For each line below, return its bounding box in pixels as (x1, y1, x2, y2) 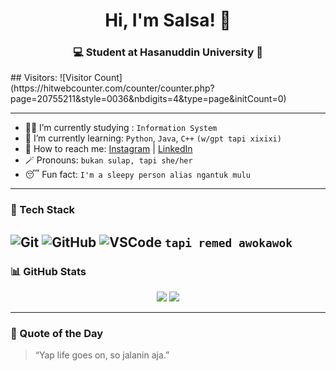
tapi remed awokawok (164, 235, 293, 250)
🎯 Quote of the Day (10, 327, 104, 341)
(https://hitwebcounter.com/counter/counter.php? (10, 82, 215, 94)
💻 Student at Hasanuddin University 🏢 (73, 45, 263, 59)
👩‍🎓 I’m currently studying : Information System (24, 122, 218, 134)
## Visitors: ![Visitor (10, 72, 93, 84)
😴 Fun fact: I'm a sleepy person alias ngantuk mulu (24, 169, 251, 181)
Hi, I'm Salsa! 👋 (104, 9, 232, 32)
